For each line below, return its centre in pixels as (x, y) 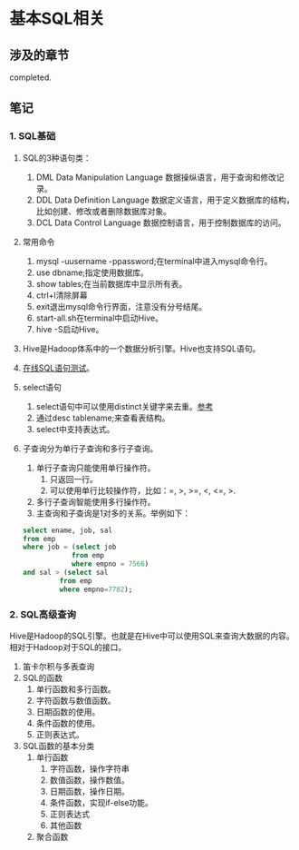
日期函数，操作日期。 (89, 791)
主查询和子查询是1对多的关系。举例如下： (113, 513)
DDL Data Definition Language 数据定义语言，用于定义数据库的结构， (165, 200)
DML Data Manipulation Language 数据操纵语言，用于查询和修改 (156, 177)
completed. (30, 77)
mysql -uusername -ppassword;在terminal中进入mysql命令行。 (154, 261)
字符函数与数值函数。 (76, 700)
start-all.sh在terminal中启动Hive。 (99, 318)
